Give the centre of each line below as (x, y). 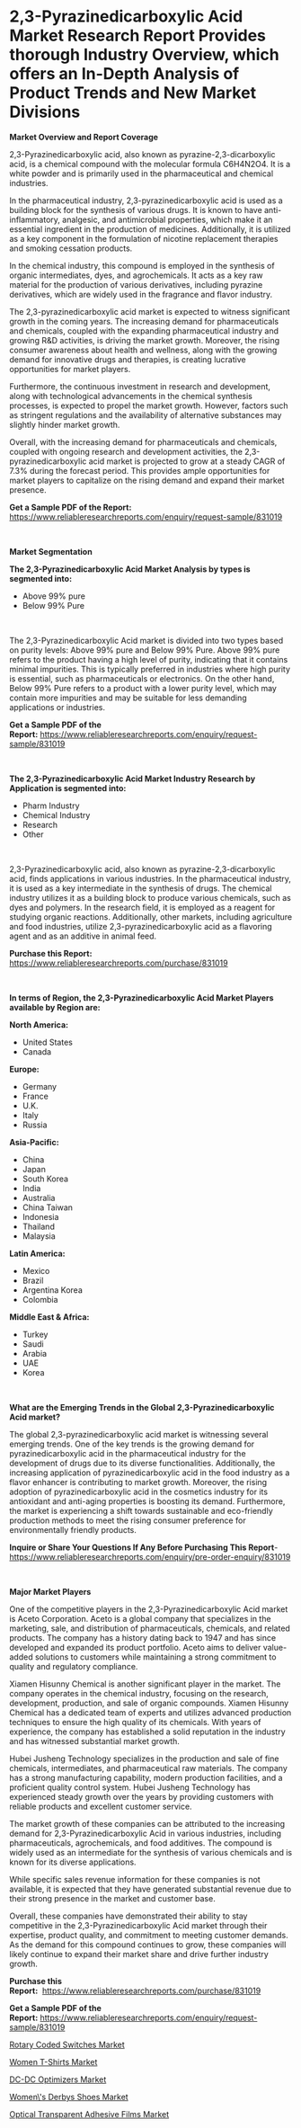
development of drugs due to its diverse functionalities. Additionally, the (142, 1463)
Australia (39, 1198)
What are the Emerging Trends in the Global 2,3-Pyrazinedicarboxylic (142, 1407)
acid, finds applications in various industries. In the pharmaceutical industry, (150, 878)
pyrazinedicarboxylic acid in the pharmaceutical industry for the (128, 1453)
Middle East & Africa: (49, 1317)
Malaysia (39, 1236)
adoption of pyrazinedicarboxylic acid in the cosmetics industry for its (138, 1491)
